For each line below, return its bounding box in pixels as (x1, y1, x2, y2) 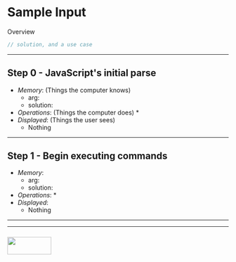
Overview (7, 27, 35, 36)
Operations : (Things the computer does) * (17, 108, 139, 117)
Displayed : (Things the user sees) (17, 115, 116, 124)
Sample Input (7, 4, 86, 20)
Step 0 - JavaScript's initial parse (7, 67, 157, 79)
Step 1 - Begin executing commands (7, 150, 168, 162)
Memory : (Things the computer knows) (17, 86, 131, 94)
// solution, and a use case (7, 41, 93, 48)
